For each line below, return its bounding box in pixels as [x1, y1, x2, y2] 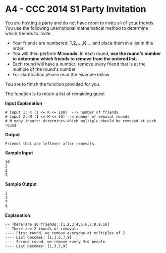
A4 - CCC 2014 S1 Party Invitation [5, 3, 146, 15]
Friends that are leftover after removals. [5, 141, 97, 146]
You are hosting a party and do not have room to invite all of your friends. [5, 20, 155, 26]
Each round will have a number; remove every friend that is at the [12, 61, 146, 67]
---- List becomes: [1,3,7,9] [5, 244, 68, 249]
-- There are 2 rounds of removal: [5, 226, 79, 231]
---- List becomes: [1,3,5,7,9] [5, 235, 72, 240]
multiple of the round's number [12, 66, 76, 72]
